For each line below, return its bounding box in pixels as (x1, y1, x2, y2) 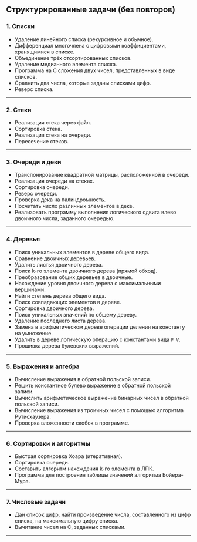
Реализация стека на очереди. (14, 132, 92, 139)
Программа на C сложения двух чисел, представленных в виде (14, 67, 175, 74)
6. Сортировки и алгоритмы (6, 439, 91, 447)
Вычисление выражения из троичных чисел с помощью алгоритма (14, 406, 184, 413)
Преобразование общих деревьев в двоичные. (14, 273, 133, 281)
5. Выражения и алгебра (6, 362, 80, 371)
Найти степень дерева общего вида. (14, 292, 107, 299)
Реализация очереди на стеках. (14, 177, 94, 184)
